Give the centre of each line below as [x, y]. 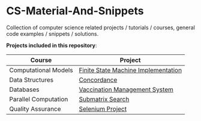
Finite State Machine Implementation [130, 70]
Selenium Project [103, 108]
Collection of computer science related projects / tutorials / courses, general [100, 27]
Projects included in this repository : [52, 45]
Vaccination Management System [126, 89]
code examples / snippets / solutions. [52, 33]
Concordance [98, 80]
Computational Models [41, 70]
